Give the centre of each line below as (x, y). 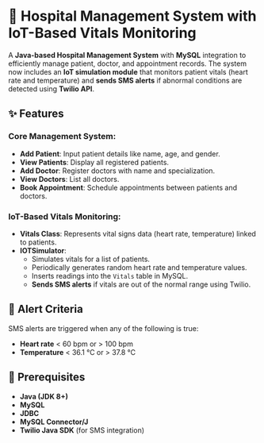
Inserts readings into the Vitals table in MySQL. (110, 275)
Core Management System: (62, 137)
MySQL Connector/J (54, 422)
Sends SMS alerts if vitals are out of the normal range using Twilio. (141, 284)
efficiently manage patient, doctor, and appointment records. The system (128, 64)
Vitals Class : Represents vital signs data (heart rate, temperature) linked (138, 233)
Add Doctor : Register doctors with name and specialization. (117, 171)
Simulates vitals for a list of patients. (91, 259)
